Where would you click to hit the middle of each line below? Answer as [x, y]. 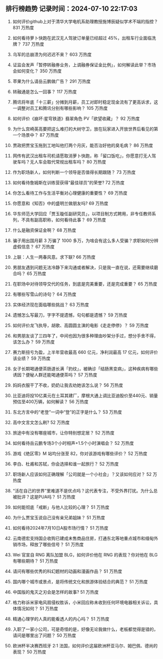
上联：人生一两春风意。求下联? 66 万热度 [54, 257]
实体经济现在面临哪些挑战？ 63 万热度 [51, 305]
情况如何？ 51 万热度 [37, 608]
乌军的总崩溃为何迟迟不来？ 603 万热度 [52, 54]
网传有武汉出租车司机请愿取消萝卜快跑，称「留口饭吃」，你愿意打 [78, 156]
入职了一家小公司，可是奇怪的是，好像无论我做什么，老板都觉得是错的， [85, 629]
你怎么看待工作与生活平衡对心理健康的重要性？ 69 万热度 [70, 193]
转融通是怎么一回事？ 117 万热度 [45, 91]
